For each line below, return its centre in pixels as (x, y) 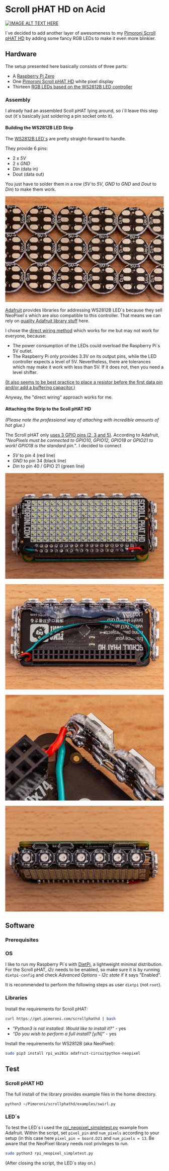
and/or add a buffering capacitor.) (40, 387)
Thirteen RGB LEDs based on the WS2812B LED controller (72, 87)
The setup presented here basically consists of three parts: (66, 66)
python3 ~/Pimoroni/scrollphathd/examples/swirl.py (60, 1104)
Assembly (18, 100)
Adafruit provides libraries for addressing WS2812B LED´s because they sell (84, 310)
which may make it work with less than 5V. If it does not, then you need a (88, 367)
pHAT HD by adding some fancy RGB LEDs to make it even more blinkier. (80, 38)
